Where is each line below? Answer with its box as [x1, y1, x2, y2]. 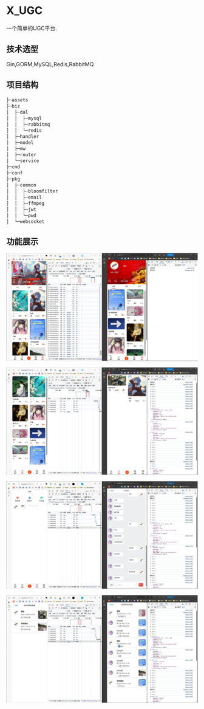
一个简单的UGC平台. [6, 24, 58, 32]
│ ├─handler [6, 133, 39, 140]
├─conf [6, 170, 23, 176]
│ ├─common [6, 182, 36, 188]
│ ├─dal [6, 109, 29, 115]
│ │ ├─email [6, 194, 42, 200]
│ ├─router [6, 151, 36, 158]
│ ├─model [6, 139, 34, 146]
